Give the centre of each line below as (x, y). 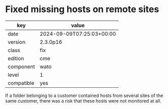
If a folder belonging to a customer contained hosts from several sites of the (84, 95)
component (21, 67)
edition (16, 58)
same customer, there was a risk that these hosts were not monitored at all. (83, 101)
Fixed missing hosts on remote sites (82, 9)
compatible (21, 83)
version (17, 42)
